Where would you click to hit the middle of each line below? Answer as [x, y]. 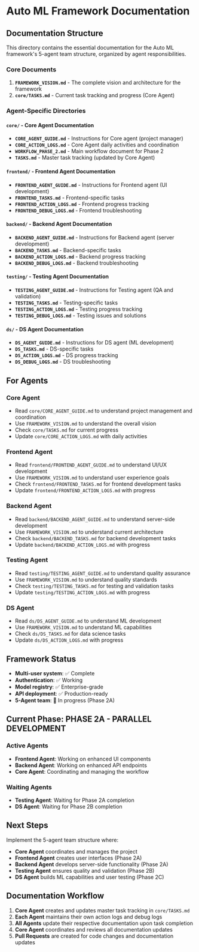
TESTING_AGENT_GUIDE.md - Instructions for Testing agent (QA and [94, 290]
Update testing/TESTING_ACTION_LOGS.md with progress [82, 592]
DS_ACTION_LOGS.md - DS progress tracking [66, 355]
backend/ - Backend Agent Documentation [59, 224]
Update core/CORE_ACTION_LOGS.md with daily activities [81, 436]
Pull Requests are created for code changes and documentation [94, 936]
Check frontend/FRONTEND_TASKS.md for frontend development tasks [98, 484]
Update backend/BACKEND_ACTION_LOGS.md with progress [82, 544]
